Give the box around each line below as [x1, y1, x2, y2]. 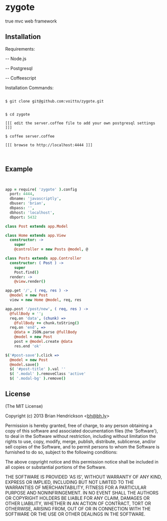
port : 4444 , [9, 192, 35, 197]
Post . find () [14, 270, 39, 275]
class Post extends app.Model [5, 224, 68, 229]
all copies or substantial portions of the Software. [5, 464, 106, 470]
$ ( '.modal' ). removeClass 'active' [9, 371, 86, 376]
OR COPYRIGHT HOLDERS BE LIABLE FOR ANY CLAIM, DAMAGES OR [5, 495, 150, 501]
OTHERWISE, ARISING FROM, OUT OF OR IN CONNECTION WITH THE [5, 505, 151, 511]
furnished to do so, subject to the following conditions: [5, 449, 117, 455]
